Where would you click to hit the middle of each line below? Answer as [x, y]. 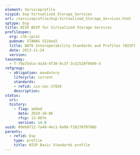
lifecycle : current [34, 77]
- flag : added [28, 109]
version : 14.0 [32, 122]
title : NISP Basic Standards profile [52, 145]
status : [13, 95]
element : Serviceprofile [30, 9]
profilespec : [18, 32]
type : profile [28, 141]
